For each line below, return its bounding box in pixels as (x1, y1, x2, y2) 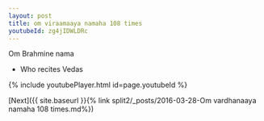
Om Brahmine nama (8, 49, 74, 59)
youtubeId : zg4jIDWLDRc (8, 27, 89, 35)
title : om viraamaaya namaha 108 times (8, 19, 143, 27)
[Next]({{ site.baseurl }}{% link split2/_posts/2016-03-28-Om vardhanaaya (8, 96, 257, 106)
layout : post (8, 11, 52, 20)
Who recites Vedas (19, 65, 83, 74)
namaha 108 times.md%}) (8, 104, 94, 114)
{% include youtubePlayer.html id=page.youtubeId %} (8, 80, 188, 90)
